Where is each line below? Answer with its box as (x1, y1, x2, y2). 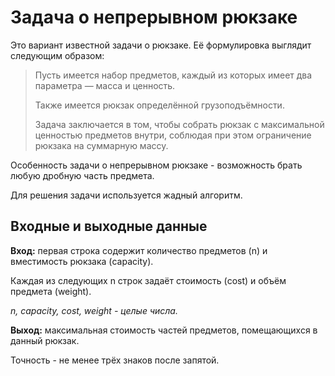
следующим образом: (10, 49, 105, 61)
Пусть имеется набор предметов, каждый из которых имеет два (34, 69, 313, 81)
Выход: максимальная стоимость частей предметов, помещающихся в (10, 324, 318, 336)
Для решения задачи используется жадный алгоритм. (10, 189, 243, 201)
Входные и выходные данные (10, 218, 208, 235)
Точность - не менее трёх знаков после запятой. (10, 354, 220, 366)
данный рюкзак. (10, 334, 80, 346)
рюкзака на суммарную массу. (34, 139, 169, 151)
